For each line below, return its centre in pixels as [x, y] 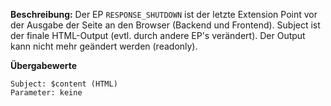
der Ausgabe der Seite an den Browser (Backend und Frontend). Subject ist [165, 25]
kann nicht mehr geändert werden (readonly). [104, 46]
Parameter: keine [46, 93]
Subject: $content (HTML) [64, 84]
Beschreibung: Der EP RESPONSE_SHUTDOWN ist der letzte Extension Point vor [164, 14]
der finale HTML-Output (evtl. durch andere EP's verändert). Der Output [158, 35]
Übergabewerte [44, 65]
